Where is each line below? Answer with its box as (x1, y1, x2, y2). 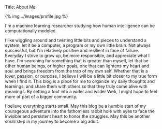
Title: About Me (5, 4, 36, 10)
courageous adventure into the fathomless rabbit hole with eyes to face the (5, 108, 155, 114)
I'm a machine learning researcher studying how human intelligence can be (5, 23, 155, 29)
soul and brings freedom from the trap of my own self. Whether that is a (5, 68, 148, 74)
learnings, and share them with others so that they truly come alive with (5, 84, 147, 89)
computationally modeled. (5, 28, 57, 33)
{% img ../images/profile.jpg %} (5, 14, 69, 19)
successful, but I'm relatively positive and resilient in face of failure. (5, 48, 139, 53)
